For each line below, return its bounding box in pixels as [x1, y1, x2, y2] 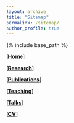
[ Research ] [6, 65, 34, 72]
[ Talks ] [6, 99, 24, 106]
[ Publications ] [6, 76, 41, 83]
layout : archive [6, 8, 46, 15]
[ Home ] [6, 53, 25, 60]
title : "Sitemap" [6, 14, 49, 20]
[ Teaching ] [6, 87, 34, 95]
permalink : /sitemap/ [6, 20, 60, 26]
